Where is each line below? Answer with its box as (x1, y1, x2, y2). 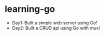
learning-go (4, 3, 55, 15)
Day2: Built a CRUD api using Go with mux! (11, 25, 100, 31)
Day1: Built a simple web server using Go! (11, 20, 97, 26)
